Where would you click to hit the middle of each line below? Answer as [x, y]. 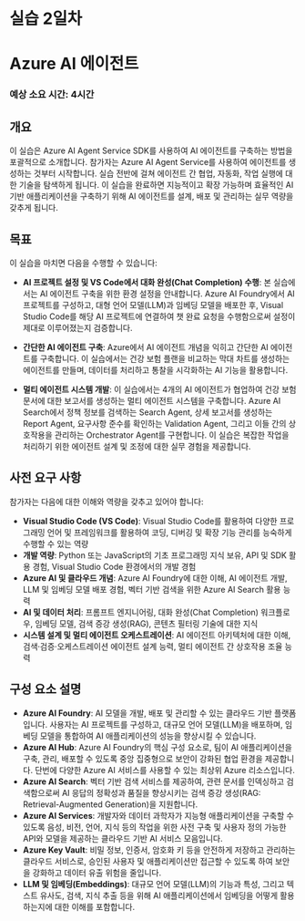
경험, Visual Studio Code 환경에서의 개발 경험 [114, 566]
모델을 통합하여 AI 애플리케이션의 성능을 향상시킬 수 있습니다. [148, 736]
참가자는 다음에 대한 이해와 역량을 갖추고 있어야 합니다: [107, 502]
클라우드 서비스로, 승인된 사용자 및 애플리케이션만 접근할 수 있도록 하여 [147, 861]
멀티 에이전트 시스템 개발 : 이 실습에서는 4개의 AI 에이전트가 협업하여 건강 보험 [159, 389]
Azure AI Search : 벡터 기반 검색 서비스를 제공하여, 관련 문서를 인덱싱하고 [153, 781]
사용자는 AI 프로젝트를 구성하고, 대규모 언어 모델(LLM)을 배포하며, [167, 724]
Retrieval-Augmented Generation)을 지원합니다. [110, 804]
